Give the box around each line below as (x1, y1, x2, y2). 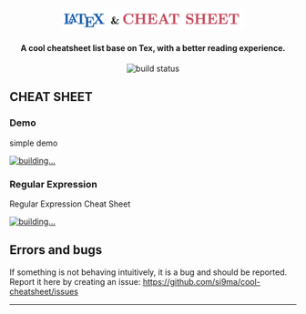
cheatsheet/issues (9, 286, 79, 297)
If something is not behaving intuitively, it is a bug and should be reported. (9, 267, 288, 278)
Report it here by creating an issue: (9, 276, 141, 287)
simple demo (9, 137, 58, 148)
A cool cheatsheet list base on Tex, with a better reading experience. (20, 43, 286, 54)
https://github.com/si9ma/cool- (142, 276, 261, 287)
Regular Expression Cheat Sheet (9, 198, 131, 209)
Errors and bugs (9, 242, 103, 258)
